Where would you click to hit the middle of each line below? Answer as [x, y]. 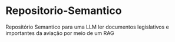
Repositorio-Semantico [64, 11]
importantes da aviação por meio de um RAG [60, 33]
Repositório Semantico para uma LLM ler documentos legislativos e [87, 27]
